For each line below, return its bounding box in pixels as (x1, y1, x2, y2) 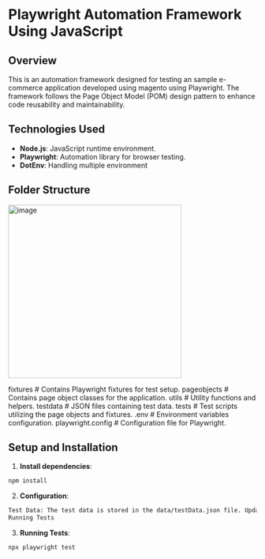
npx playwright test (8, 543, 77, 552)
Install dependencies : (19, 462, 92, 471)
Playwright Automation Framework (8, 6, 242, 24)
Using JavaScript (8, 22, 124, 40)
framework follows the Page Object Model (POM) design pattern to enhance (8, 92, 256, 100)
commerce (8, 83, 43, 92)
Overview (8, 54, 58, 67)
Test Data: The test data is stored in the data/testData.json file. (8, 507, 242, 515)
